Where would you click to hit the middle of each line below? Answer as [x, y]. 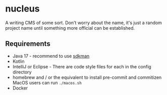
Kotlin [18, 61]
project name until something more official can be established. [70, 28]
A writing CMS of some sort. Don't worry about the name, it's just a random [84, 23]
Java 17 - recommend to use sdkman [51, 56]
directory [22, 72]
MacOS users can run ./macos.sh [47, 82]
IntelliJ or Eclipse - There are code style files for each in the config [82, 66]
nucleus [22, 9]
